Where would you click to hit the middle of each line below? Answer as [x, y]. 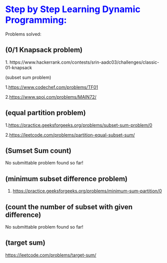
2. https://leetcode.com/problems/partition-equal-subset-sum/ [70, 135]
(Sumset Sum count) [38, 150]
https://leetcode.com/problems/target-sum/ [51, 255]
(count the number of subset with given [69, 207]
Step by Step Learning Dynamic [73, 9]
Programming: [36, 20]
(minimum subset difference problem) [67, 179]
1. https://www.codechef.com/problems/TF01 [52, 87]
